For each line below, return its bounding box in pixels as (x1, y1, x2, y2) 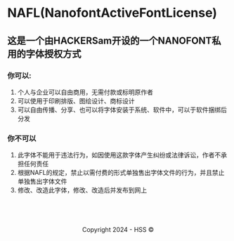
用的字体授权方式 (7, 48, 82, 60)
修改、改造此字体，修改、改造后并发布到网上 (17, 186, 148, 195)
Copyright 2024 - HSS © (82, 225, 155, 233)
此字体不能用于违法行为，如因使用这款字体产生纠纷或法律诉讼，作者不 (17, 151, 221, 159)
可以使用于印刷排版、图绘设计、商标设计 (17, 96, 135, 105)
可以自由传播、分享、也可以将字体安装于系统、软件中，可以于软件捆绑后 (17, 105, 227, 114)
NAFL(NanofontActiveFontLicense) (7, 5, 218, 21)
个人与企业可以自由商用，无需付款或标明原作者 (17, 88, 153, 96)
